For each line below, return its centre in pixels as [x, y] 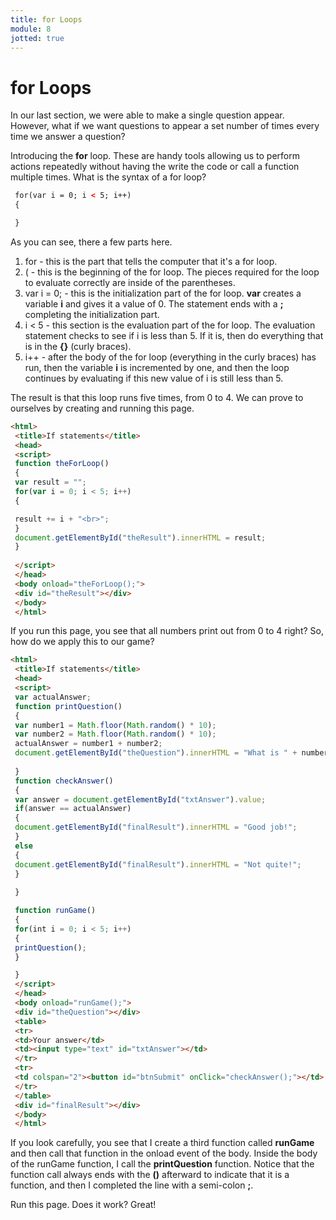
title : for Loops [46, 19]
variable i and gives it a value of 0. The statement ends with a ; [154, 303]
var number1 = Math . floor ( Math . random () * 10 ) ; [115, 725]
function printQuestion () [68, 706]
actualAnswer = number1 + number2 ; [88, 744]
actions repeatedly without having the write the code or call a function [155, 167]
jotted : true [37, 38]
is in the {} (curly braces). [78, 346]
